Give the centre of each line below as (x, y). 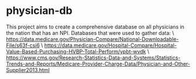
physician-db (39, 11)
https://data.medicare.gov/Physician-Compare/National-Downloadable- (92, 39)
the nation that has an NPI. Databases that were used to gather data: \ (90, 33)
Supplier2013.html (28, 70)
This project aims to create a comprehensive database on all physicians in (95, 27)
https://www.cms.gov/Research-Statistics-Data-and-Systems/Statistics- (93, 58)
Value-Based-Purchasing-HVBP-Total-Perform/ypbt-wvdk (76, 51)
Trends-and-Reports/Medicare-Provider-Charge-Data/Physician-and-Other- (98, 64)
